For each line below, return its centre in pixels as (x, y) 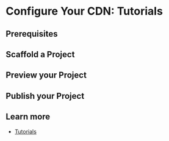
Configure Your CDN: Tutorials (84, 11)
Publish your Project (45, 96)
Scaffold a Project (40, 54)
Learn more (28, 117)
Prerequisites (32, 34)
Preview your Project (46, 75)
